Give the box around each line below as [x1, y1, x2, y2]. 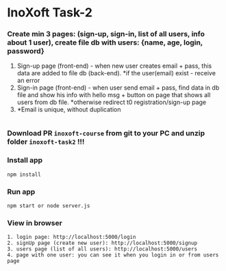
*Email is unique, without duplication [16, 105, 121, 114]
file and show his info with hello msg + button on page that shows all [16, 91, 211, 99]
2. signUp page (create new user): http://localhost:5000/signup [7, 240, 197, 247]
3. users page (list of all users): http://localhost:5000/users [7, 246, 197, 253]
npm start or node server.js [7, 203, 90, 209]
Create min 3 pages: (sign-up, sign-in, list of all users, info [7, 29, 205, 39]
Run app [7, 187, 36, 196]
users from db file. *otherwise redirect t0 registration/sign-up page [16, 98, 207, 107]
